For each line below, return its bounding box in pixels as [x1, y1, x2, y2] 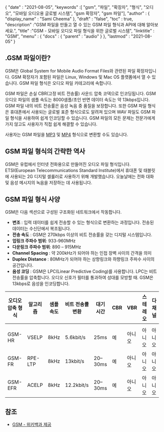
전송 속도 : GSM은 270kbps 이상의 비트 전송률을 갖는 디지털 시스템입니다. [12, 232, 152, 238]
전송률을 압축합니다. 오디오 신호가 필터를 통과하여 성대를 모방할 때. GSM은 [12, 275, 154, 281]
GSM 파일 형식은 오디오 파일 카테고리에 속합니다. [19, 80, 113, 86]
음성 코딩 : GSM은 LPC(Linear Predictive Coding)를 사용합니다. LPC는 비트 [12, 268, 157, 274]
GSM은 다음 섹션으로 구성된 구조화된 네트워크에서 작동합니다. [5, 209, 122, 215]
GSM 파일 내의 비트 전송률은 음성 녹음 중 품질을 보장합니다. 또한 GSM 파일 [5, 102, 147, 109]
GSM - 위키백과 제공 [12, 422, 52, 428]
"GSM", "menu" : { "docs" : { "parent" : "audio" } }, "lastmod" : [5, 33, 130, 39]
